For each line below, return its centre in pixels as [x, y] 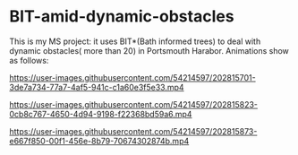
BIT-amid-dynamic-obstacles [122, 17]
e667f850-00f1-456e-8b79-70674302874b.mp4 [99, 141]
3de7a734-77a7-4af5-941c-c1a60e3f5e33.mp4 [97, 87]
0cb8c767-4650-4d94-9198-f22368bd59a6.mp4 [101, 114]
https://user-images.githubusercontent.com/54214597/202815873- [133, 131]
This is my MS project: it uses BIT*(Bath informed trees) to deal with [135, 41]
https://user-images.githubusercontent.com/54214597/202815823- [133, 104]
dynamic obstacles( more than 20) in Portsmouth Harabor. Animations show [149, 50]
